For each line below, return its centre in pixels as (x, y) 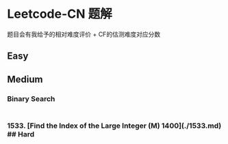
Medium (25, 79)
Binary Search (31, 98)
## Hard (21, 134)
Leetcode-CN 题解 (60, 14)
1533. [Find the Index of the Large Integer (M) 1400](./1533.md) (114, 126)
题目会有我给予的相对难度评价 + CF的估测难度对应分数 (84, 34)
